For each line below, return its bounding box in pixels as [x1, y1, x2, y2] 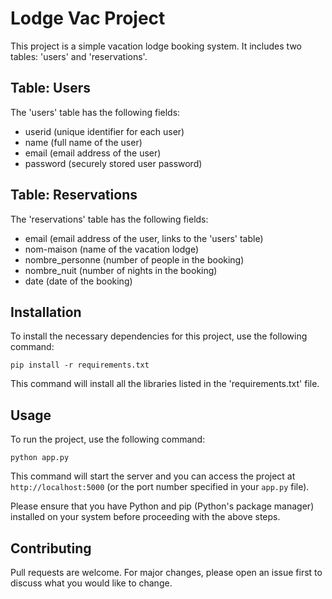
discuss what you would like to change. [10, 577, 173, 589]
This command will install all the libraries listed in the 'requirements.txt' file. [10, 378, 320, 390]
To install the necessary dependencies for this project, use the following [10, 330, 308, 342]
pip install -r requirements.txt [10, 360, 150, 371]
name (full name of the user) [24, 136, 143, 148]
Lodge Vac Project [10, 7, 166, 30]
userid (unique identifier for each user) [24, 125, 185, 137]
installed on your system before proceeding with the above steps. [10, 511, 281, 523]
